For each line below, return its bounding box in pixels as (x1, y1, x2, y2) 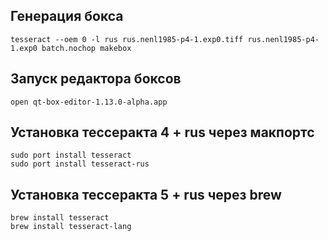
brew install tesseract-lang (10, 222, 132, 232)
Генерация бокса (10, 8, 124, 25)
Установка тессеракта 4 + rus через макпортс (10, 124, 315, 141)
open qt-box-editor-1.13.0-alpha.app (10, 97, 168, 107)
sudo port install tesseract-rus (10, 159, 150, 169)
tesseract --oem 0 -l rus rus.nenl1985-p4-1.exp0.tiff (10, 34, 244, 44)
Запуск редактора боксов (10, 70, 182, 88)
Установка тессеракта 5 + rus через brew (10, 186, 282, 203)
